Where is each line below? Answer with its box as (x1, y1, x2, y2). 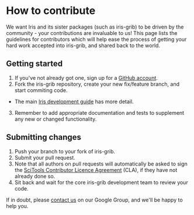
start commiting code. (14, 86, 68, 94)
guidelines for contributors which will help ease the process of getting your (6, 36, 187, 43)
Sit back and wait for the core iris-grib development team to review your (14, 179, 188, 186)
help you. (6, 202, 29, 209)
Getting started (6, 59, 63, 69)
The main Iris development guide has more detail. (14, 98, 134, 105)
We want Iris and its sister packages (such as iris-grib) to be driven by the (6, 23, 184, 30)
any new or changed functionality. (14, 115, 97, 122)
